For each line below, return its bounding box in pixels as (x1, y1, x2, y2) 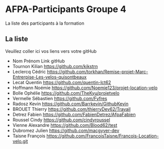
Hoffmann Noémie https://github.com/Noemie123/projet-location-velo (12, 85, 157, 91)
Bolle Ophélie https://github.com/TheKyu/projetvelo (12, 90, 120, 96)
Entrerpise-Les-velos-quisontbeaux (12, 74, 87, 80)
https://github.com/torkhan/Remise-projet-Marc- (47, 68, 148, 74)
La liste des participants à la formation (5, 20, 85, 26)
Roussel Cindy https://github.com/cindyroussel (12, 117, 111, 123)
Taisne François (12, 132, 46, 139)
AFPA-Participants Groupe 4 (5, 4, 127, 15)
